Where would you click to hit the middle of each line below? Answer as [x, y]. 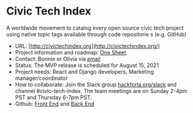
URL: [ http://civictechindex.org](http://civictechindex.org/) [87, 46]
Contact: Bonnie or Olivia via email [58, 59]
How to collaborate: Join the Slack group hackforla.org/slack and [96, 84]
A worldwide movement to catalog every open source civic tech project [95, 28]
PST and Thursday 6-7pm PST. [53, 97]
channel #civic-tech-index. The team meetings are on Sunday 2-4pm [101, 91]
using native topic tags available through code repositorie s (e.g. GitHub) [96, 34]
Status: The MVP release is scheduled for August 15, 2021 [87, 65]
